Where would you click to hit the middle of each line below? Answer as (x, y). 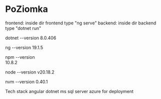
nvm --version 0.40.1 (26, 82)
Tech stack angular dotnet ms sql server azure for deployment (69, 91)
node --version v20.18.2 (30, 72)
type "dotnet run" (23, 28)
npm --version (20, 57)
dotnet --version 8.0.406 (31, 38)
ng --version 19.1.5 (24, 47)
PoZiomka (27, 9)
